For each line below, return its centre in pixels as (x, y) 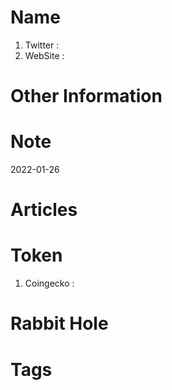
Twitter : (42, 45)
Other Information (86, 96)
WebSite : (44, 55)
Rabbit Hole (59, 323)
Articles (44, 210)
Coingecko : (49, 283)
